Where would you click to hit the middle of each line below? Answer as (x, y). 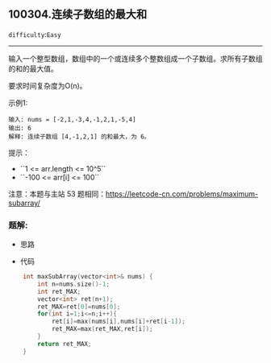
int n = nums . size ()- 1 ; (74, 284)
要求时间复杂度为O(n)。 (48, 85)
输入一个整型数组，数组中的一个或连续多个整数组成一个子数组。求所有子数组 (135, 58)
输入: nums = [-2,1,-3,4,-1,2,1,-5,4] (72, 119)
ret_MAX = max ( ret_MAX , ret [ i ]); (102, 329)
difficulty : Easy (35, 34)
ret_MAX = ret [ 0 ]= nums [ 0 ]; (79, 307)
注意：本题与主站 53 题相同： (57, 194)
